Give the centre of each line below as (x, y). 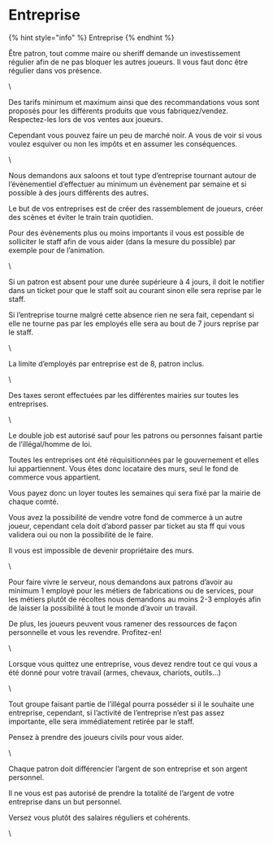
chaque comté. (34, 501)
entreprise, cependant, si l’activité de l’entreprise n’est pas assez (117, 712)
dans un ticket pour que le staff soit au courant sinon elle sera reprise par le (135, 290)
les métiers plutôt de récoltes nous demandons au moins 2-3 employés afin (135, 599)
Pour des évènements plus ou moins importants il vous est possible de (127, 233)
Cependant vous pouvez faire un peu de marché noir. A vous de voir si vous (135, 135)
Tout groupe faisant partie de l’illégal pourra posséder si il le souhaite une (131, 704)
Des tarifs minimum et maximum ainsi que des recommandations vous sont (134, 102)
